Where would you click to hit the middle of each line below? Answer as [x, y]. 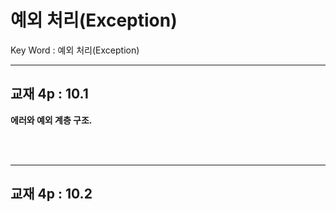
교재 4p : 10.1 [49, 94]
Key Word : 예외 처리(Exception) [75, 50]
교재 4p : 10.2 [51, 194]
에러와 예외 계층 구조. [51, 120]
